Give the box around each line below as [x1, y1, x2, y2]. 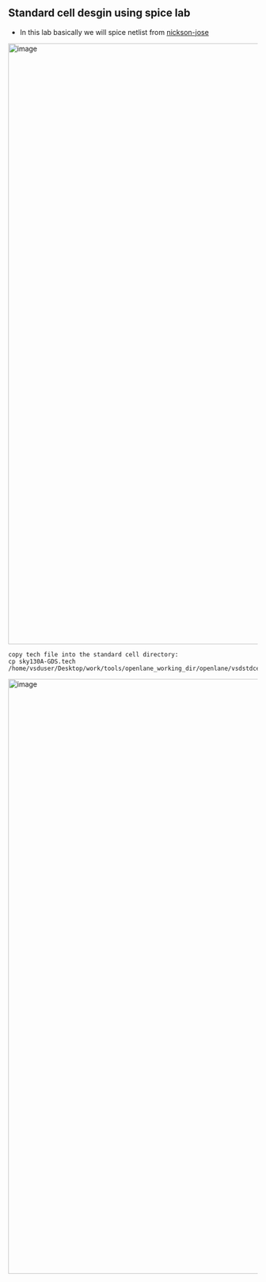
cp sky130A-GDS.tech [8, 657, 77, 665]
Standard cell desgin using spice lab [8, 6, 191, 20]
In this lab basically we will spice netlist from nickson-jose [19, 27, 210, 37]
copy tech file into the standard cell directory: [8, 650, 179, 658]
